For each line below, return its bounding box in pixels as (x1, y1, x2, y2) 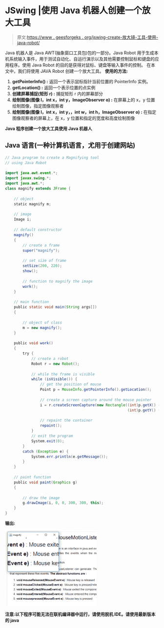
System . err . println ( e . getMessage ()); (31, 454, 108, 459)
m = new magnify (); (22, 325, 62, 330)
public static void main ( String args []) (14, 304, 97, 310)
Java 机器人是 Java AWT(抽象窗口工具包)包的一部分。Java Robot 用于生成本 (5, 50, 159, 56)
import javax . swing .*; (5, 176, 51, 181)
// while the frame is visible (31, 371, 95, 377)
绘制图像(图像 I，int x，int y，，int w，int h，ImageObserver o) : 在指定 (12, 109, 157, 115)
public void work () (14, 341, 54, 346)
